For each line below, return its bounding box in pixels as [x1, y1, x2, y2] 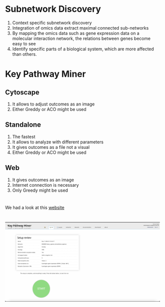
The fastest [12, 134, 36, 139]
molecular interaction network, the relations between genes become [12, 35, 151, 41]
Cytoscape [5, 88, 40, 97]
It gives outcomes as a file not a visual [12, 144, 90, 150]
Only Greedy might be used [12, 187, 68, 193]
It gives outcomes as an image [12, 176, 75, 183]
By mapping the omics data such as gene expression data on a [12, 30, 140, 36]
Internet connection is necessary [12, 182, 79, 188]
